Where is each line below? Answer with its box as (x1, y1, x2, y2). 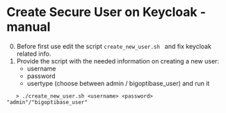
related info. (16, 50, 51, 58)
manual (6, 19, 51, 35)
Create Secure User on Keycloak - (6, 4, 207, 20)
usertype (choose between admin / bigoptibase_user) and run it (26, 79, 210, 87)
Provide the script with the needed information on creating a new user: (16, 56, 220, 65)
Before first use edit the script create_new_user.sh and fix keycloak (16, 42, 211, 50)
